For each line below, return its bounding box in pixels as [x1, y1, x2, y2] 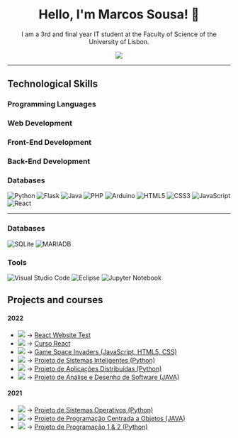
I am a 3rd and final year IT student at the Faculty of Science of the [21, 30, 217, 38]
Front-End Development [7, 138, 92, 148]
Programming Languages [7, 99, 97, 109]
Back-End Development [7, 156, 91, 166]
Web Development [7, 119, 73, 128]
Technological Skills [7, 78, 98, 90]
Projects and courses [7, 294, 103, 306]
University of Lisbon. [88, 37, 150, 45]
